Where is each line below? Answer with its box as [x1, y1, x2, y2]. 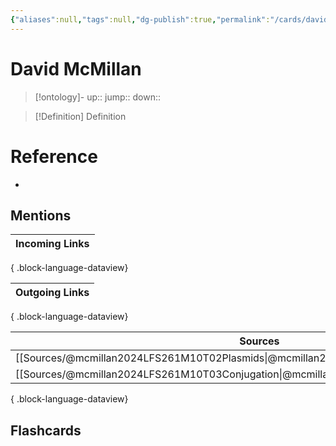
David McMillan [10, 57, 142, 80]
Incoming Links [15, 237, 90, 251]
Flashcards [10, 422, 82, 439]
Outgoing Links [15, 286, 90, 300]
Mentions [10, 207, 72, 224]
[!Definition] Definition [34, 110, 127, 122]
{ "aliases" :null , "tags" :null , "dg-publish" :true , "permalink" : [10, 14, 271, 25]
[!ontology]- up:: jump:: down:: [34, 91, 162, 103]
